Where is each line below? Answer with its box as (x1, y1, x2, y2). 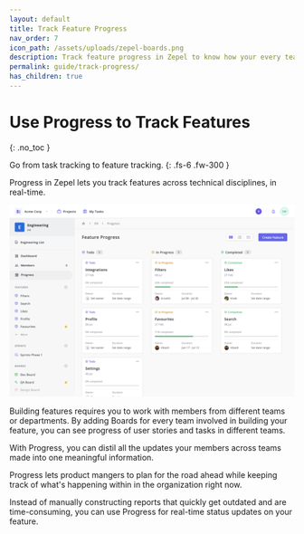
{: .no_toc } (9, 141, 51, 153)
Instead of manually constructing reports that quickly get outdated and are (9, 497, 287, 508)
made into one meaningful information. (9, 453, 154, 463)
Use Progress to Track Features (9, 112, 251, 133)
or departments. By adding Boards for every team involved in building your (9, 415, 288, 426)
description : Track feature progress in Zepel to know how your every (9, 52, 281, 62)
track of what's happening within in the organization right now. (9, 480, 242, 491)
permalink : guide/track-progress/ (9, 62, 140, 72)
